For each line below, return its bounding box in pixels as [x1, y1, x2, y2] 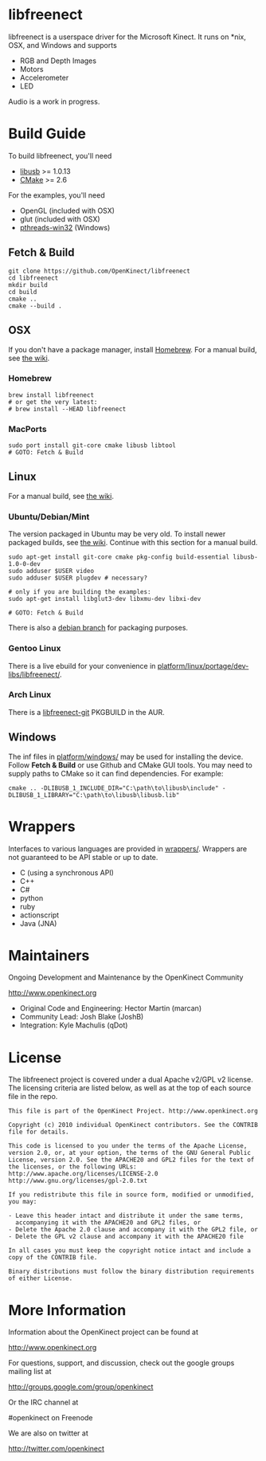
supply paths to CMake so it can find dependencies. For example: [8, 768, 224, 778]
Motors [19, 64, 44, 73]
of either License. [8, 1274, 73, 1282]
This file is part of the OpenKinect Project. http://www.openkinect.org [8, 1107, 259, 1115]
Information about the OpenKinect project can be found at [8, 1327, 199, 1337]
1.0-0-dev [8, 560, 41, 568]
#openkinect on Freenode [8, 1413, 93, 1423]
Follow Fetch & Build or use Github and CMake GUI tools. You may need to [8, 760, 252, 770]
